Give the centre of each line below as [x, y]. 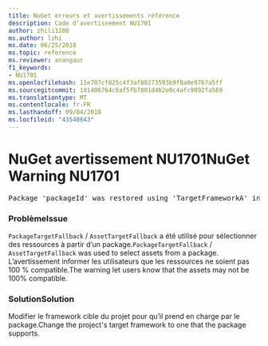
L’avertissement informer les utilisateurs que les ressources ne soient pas [129, 261]
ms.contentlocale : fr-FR [49, 105]
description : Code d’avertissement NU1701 [80, 23]
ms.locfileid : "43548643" [51, 120]
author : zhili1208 [39, 30]
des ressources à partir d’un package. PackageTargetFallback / [110, 245]
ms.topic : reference [43, 53]
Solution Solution [41, 299]
